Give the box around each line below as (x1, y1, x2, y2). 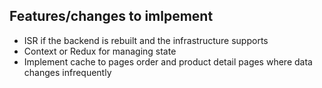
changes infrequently (23, 66, 112, 78)
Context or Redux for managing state (23, 45, 177, 57)
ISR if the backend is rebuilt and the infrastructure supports (23, 34, 269, 46)
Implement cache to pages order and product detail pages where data (23, 55, 313, 68)
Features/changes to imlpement (9, 8, 214, 25)
